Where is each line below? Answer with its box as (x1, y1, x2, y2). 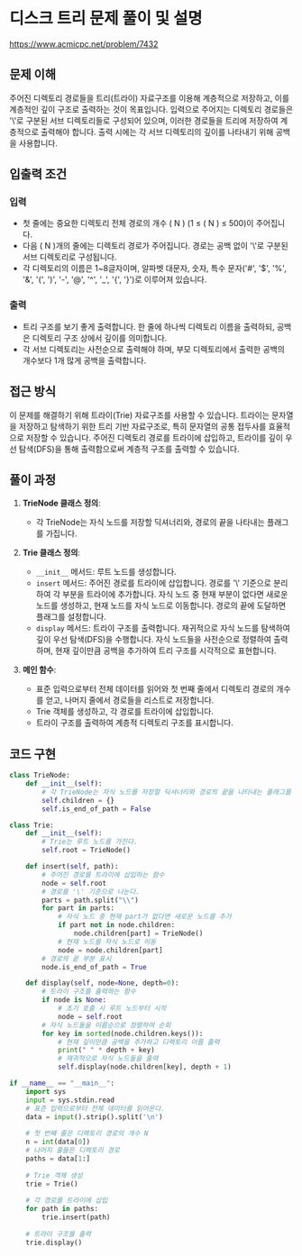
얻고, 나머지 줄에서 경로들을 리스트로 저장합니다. (45, 695, 215, 705)
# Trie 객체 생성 (25, 1170, 83, 1180)
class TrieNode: (9, 771, 70, 780)
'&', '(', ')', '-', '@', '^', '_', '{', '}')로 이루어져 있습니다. (22, 274, 207, 285)
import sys (25, 1087, 67, 1096)
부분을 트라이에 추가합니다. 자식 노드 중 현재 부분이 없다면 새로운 (62, 589, 288, 600)
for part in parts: (41, 904, 115, 913)
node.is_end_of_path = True (41, 962, 147, 971)
